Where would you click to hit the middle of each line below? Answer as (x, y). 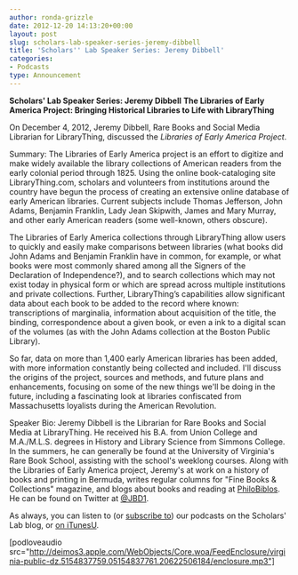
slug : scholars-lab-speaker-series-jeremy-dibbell (105, 42)
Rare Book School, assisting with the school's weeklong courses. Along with (149, 460)
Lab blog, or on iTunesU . (54, 524)
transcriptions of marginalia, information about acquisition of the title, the (143, 313)
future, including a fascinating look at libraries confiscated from (125, 395)
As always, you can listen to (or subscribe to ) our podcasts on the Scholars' (148, 515)
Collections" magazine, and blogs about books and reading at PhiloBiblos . (145, 489)
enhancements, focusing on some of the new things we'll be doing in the (142, 387)
